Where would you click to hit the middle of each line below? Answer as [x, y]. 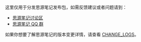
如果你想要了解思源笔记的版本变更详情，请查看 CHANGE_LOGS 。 [72, 34]
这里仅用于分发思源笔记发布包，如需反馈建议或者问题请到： [66, 7]
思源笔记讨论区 [28, 18]
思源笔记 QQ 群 [28, 24]
